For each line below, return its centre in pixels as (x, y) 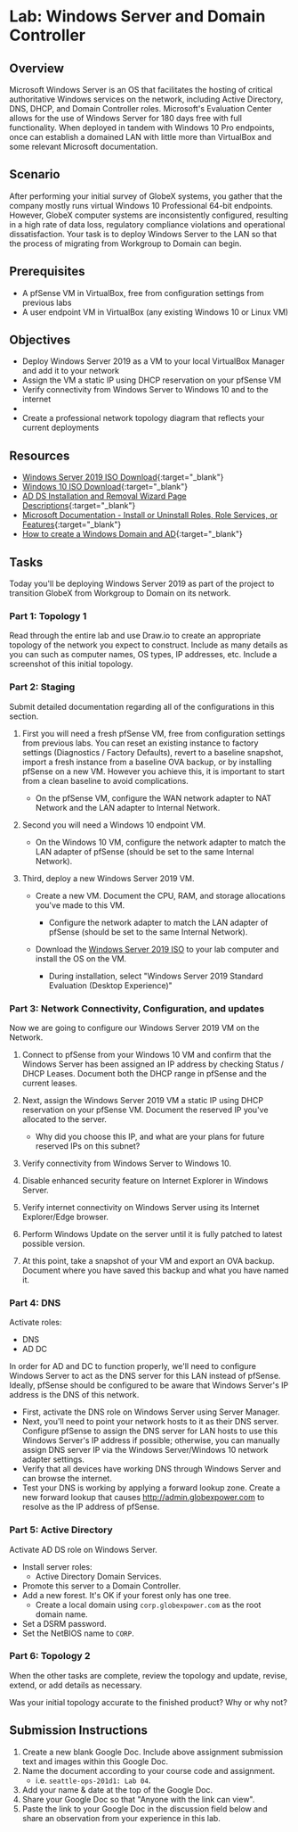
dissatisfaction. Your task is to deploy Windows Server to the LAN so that (143, 234)
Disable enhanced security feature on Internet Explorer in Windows (145, 1180)
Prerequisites (47, 272)
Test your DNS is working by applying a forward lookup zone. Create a (151, 1488)
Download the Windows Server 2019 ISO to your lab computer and (157, 949)
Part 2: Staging (42, 687)
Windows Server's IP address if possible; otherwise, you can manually (151, 1440)
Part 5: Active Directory (61, 1530)
